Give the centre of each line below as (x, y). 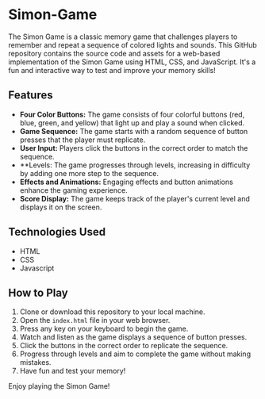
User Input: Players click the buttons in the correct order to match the (134, 148)
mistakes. (35, 363)
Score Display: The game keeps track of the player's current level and (134, 198)
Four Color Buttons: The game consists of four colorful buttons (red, (132, 114)
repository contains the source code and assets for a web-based (114, 53)
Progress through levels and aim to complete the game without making (135, 354)
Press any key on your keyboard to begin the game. (104, 329)
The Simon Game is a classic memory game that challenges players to (123, 36)
